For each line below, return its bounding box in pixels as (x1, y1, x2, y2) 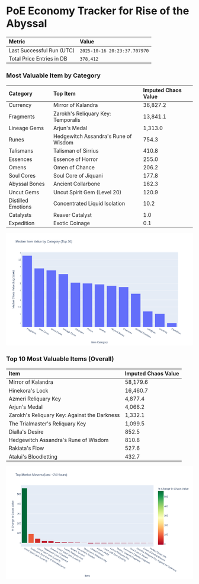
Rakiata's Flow (8, 444, 44, 452)
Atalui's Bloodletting (8, 453, 58, 460)
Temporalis (53, 116, 81, 123)
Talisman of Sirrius (53, 147, 99, 154)
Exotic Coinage (53, 220, 91, 227)
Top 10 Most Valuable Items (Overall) (6, 355, 114, 363)
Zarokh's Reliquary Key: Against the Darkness (8, 412, 120, 419)
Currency (8, 102, 32, 109)
